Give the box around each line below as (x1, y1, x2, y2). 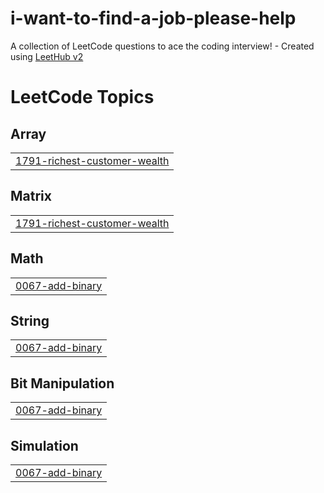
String (10, 312, 50, 329)
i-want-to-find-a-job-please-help (10, 7, 297, 30)
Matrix (10, 188, 52, 205)
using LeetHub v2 (10, 50, 84, 62)
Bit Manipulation (10, 375, 115, 392)
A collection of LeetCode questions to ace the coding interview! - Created (10, 40, 315, 52)
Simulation (10, 437, 79, 454)
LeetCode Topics (10, 86, 155, 109)
